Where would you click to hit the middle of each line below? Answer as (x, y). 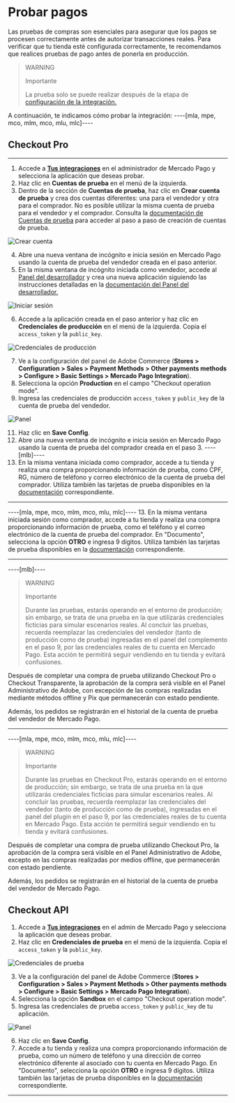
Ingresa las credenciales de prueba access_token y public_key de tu (115, 1006)
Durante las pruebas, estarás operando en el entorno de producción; (123, 610)
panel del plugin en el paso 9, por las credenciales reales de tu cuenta (126, 816)
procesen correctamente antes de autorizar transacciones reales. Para (109, 38)
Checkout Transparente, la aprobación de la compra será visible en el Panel (116, 683)
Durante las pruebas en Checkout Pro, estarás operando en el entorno (126, 779)
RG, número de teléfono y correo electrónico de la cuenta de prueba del (121, 477)
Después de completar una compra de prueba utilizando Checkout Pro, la (113, 845)
